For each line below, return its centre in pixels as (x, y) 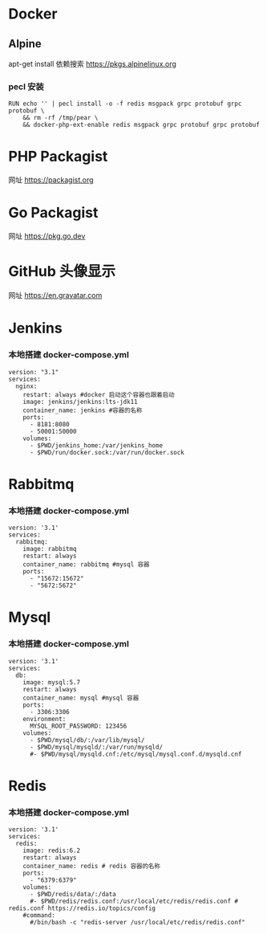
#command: (39, 916)
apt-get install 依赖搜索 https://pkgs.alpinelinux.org (92, 64)
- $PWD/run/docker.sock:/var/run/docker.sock (107, 452)
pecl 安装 (26, 87)
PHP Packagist (58, 157)
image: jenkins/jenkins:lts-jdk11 (80, 402)
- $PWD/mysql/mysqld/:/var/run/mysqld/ (96, 747)
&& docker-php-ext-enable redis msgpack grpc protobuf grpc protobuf (142, 125)
